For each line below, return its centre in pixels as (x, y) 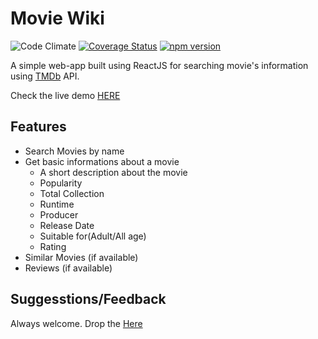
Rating (53, 246)
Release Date (67, 225)
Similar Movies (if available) (81, 257)
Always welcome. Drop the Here (76, 323)
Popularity (61, 183)
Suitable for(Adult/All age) (93, 236)
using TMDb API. (45, 76)
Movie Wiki (57, 18)
